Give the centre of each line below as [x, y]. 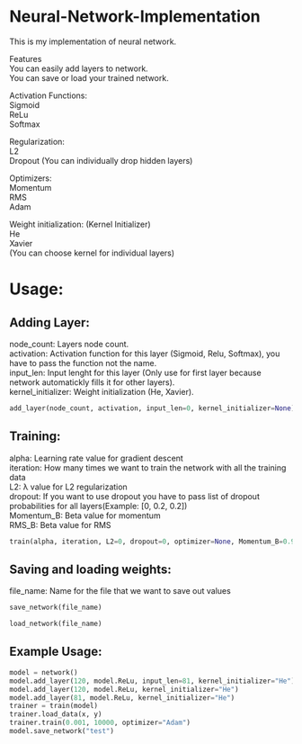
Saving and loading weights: [91, 569]
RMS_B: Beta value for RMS [60, 524]
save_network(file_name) [56, 608]
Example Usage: [56, 652]
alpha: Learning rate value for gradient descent [97, 458]
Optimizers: [31, 178]
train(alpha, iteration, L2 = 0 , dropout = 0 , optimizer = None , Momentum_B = [146, 542]
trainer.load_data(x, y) [56, 714]
